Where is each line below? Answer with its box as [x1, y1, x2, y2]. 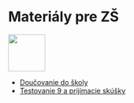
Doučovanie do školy [19, 77, 88, 86]
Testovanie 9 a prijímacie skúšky [19, 86, 126, 95]
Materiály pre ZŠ [8, 8, 120, 26]
